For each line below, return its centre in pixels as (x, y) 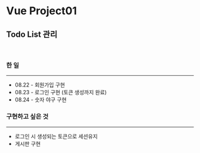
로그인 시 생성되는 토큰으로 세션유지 (56, 136)
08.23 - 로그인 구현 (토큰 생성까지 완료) (61, 93)
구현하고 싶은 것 (27, 117)
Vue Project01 (42, 11)
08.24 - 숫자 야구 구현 (40, 100)
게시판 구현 (28, 144)
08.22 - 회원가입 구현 (40, 85)
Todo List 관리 (32, 34)
